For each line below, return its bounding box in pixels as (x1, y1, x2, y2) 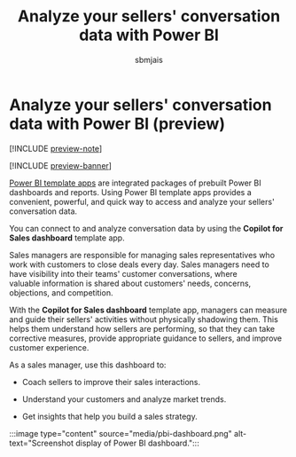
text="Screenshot (9, 437, 74, 448)
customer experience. (9, 342, 90, 352)
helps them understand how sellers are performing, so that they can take (9, 323, 276, 334)
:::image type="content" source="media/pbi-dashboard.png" (9, 428, 232, 438)
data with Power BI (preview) (9, 114, 226, 134)
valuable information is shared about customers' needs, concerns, (9, 278, 252, 288)
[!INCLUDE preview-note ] (9, 143, 103, 154)
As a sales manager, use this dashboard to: (9, 359, 167, 370)
